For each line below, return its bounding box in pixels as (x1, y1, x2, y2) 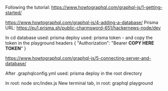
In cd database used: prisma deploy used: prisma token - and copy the (5, 35, 153, 40)
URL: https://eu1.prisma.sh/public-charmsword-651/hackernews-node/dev (5, 25, 161, 31)
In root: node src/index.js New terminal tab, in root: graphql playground (5, 80, 153, 86)
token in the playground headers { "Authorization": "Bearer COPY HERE (5, 40, 154, 46)
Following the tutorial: (5, 5, 51, 10)
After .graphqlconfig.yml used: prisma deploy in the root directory (5, 70, 143, 76)
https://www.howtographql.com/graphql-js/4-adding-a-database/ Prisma (5, 20, 158, 25)
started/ (5, 10, 22, 16)
